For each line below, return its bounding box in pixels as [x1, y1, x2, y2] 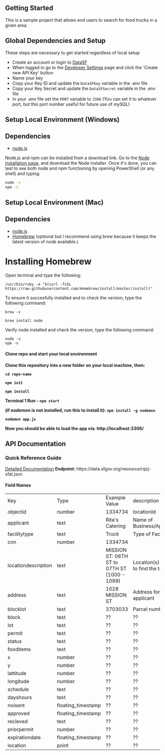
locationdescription [7, 562, 53, 569]
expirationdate [7, 734, 41, 741]
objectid [7, 508, 27, 515]
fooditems [7, 646, 31, 652]
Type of [133, 530, 151, 537]
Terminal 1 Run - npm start [5, 397, 60, 403]
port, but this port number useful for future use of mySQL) [12, 101, 130, 107]
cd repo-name [5, 372, 32, 377]
